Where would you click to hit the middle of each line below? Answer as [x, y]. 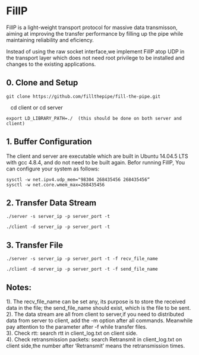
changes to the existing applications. [51, 64]
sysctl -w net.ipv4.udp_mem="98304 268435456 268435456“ [78, 179]
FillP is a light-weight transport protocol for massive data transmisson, [92, 27]
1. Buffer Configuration [49, 142]
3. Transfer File [35, 245]
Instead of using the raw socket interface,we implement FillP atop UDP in [95, 51]
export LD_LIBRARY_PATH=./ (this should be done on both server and [94, 118]
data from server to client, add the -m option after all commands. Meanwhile [99, 321]
